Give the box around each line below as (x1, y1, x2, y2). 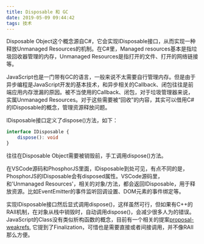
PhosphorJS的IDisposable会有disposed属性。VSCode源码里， (6, 173, 163, 180)
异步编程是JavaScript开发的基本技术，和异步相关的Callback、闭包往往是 (6, 81, 189, 88)
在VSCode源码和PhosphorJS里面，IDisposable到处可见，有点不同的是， (6, 165, 188, 172)
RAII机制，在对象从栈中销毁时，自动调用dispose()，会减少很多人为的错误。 (6, 208, 195, 215)
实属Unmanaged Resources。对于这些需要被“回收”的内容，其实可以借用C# (6, 96, 195, 103)
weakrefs (6, 223, 30, 231)
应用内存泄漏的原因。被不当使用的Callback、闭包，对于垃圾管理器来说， (11, 89, 194, 96)
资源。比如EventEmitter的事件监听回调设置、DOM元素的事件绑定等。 (11, 188, 185, 195)
